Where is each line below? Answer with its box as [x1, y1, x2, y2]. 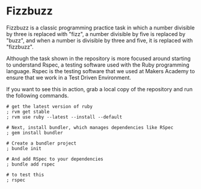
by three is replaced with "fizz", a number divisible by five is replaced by [6, 30, 185, 37]
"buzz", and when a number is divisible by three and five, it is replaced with [6, 37, 193, 44]
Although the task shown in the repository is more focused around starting [6, 55, 191, 62]
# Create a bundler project [6, 140, 77, 146]
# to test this [6, 172, 45, 178]
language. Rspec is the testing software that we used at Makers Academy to [6, 67, 196, 74]
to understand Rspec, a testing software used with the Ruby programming [6, 61, 190, 68]
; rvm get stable [6, 109, 50, 115]
